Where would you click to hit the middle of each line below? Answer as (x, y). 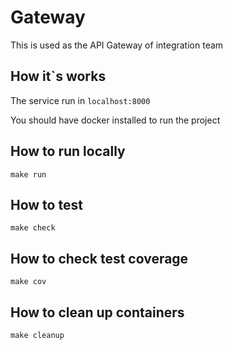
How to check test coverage (99, 258)
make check (33, 228)
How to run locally (68, 151)
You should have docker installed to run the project (115, 120)
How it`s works (58, 76)
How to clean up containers (97, 312)
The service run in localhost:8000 (80, 100)
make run (28, 174)
